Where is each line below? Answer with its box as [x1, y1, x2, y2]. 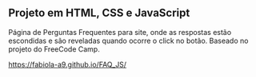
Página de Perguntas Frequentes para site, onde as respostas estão [8, 27, 232, 37]
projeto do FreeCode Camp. [8, 44, 100, 54]
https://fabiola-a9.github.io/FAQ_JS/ [8, 60, 126, 69]
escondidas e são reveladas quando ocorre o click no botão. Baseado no [8, 36, 249, 45]
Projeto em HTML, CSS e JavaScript [8, 6, 190, 20]
